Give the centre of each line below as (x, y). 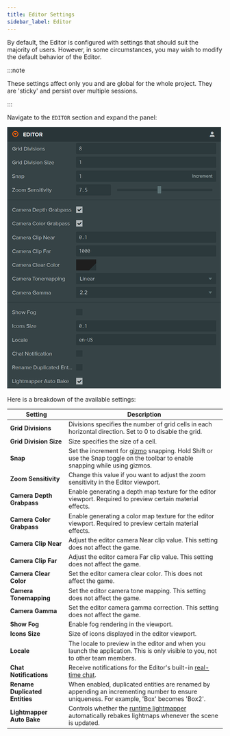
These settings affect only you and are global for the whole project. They (110, 83)
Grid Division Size (36, 441)
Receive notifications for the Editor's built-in (131, 667)
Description (144, 414)
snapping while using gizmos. (110, 465)
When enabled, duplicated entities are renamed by (139, 684)
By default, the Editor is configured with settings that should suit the (103, 42)
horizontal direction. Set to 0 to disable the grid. (135, 432)
